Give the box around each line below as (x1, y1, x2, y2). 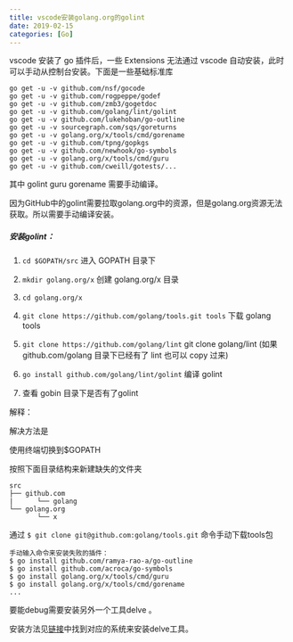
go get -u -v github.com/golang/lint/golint (9, 108, 177, 117)
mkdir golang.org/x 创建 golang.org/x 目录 (21, 274, 180, 285)
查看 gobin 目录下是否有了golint (21, 388, 139, 399)
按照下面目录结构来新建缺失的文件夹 (9, 464, 142, 474)
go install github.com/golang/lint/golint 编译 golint (21, 369, 223, 380)
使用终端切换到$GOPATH (9, 445, 101, 456)
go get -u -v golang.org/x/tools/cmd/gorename (9, 131, 185, 140)
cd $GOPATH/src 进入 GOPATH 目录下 (21, 255, 156, 266)
